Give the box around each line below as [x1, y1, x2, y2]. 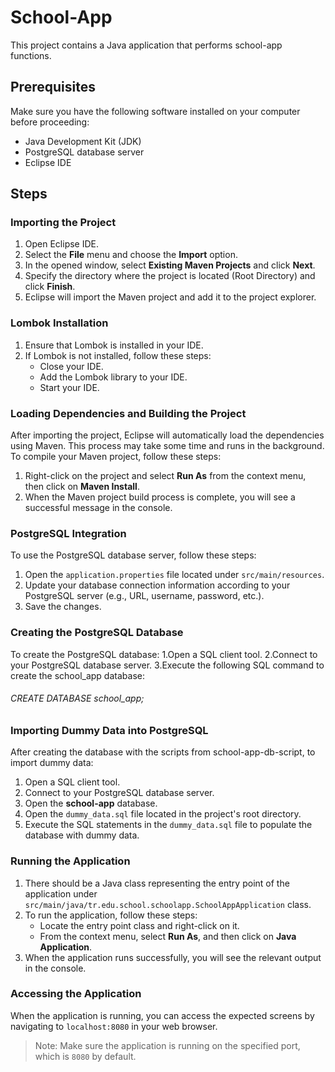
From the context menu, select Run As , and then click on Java [39, 930, 297, 942]
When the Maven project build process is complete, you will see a [24, 491, 296, 503]
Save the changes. [24, 601, 102, 613]
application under [24, 887, 98, 900]
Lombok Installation [10, 316, 109, 330]
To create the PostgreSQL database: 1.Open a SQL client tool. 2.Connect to [10, 648, 318, 660]
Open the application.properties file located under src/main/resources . [24, 569, 325, 581]
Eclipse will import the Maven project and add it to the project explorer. [24, 291, 317, 303]
